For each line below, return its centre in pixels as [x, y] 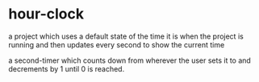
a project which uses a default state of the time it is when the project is [126, 36]
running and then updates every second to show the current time [117, 44]
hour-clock [46, 14]
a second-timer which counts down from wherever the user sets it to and [130, 60]
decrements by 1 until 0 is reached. [67, 68]
